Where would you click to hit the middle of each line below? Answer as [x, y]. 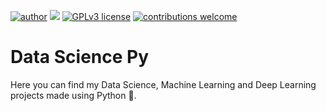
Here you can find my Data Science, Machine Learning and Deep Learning [163, 84]
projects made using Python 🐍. [73, 95]
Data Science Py [80, 57]
